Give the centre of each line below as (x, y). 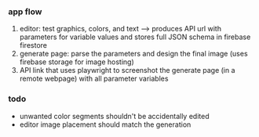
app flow (25, 12)
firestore (33, 45)
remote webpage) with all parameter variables (94, 79)
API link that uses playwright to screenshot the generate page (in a (127, 70)
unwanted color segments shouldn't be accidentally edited (114, 116)
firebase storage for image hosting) (77, 62)
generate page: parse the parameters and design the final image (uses (134, 54)
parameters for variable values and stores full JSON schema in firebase (135, 37)
